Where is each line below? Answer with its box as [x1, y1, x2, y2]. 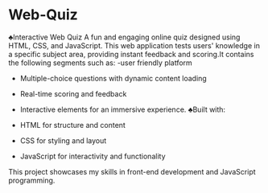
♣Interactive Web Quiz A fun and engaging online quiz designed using [8, 32, 241, 42]
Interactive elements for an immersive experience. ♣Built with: [19, 105, 226, 114]
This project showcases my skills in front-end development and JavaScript [8, 166, 256, 176]
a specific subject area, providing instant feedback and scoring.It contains [8, 49, 254, 59]
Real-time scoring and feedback [19, 88, 127, 98]
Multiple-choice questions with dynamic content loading [19, 73, 207, 83]
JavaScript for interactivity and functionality [19, 151, 167, 161]
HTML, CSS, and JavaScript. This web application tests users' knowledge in [8, 40, 260, 50]
